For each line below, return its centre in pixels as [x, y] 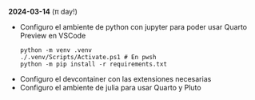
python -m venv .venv [56, 50]
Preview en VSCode [53, 36]
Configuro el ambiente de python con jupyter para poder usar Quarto [133, 27]
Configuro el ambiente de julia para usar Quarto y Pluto [110, 88]
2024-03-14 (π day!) [43, 12]
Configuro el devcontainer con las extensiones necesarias [116, 79]
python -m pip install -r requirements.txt [94, 64]
